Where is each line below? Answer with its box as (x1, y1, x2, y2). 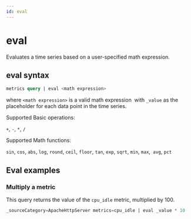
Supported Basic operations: (6, 114, 75, 121)
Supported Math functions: (6, 137, 72, 144)
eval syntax (6, 70, 50, 80)
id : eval (6, 8, 28, 15)
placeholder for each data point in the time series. (6, 103, 127, 110)
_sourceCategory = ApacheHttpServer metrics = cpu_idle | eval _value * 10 (6, 207, 185, 213)
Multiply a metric (6, 183, 56, 191)
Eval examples (6, 165, 61, 175)
